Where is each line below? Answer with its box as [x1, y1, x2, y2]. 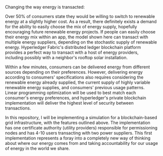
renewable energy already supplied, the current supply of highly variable [5, 79, 150, 85]
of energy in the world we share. [5, 145, 70, 151]
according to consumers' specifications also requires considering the [5, 75, 144, 80]
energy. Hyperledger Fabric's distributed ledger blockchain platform [5, 45, 141, 50]
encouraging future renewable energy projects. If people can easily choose [5, 29, 156, 34]
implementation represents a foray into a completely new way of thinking [5, 135, 151, 141]
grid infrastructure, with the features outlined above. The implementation [5, 120, 150, 125]
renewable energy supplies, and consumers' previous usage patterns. [5, 85, 145, 90]
